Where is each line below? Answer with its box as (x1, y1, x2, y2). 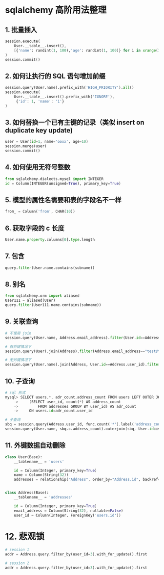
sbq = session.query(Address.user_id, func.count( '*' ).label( (5, 422, 134, 427)
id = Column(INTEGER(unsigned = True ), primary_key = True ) (5, 181, 121, 186)
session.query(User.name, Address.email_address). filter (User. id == (5, 335, 145, 340)
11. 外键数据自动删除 (5, 441, 66, 449)
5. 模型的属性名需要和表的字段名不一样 (5, 196, 122, 204)
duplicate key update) (5, 126, 73, 134)
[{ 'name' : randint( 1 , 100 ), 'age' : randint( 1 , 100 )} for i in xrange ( (14, 48, 159, 53)
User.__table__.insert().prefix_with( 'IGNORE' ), (14, 94, 115, 99)
